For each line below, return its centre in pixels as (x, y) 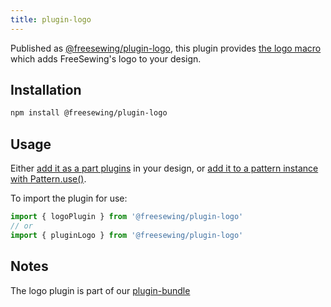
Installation (46, 90)
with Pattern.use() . (48, 179)
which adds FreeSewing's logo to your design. (106, 58)
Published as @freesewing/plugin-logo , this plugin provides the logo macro (166, 48)
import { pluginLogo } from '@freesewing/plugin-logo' (127, 235)
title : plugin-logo (51, 19)
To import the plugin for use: (69, 198)
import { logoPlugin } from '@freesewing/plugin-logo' (127, 217)
